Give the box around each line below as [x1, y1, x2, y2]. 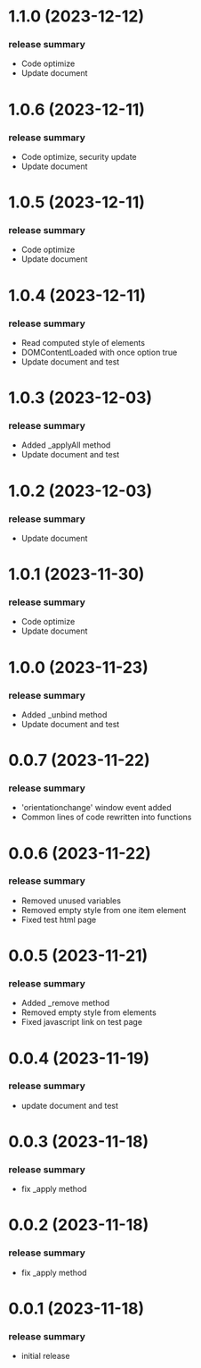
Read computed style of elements [20, 337, 146, 348]
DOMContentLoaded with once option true [20, 347, 178, 357]
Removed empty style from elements [20, 1007, 157, 1018]
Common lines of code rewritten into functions [20, 811, 192, 823]
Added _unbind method [20, 709, 108, 720]
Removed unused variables [20, 895, 122, 906]
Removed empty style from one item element [20, 904, 187, 915]
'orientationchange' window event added [20, 802, 173, 813]
